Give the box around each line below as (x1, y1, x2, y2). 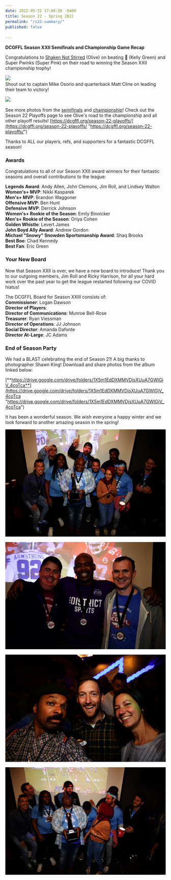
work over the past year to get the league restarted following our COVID (5, 278, 156, 284)
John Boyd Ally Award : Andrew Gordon (5, 227, 89, 233)
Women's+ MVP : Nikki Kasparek (5, 189, 75, 195)
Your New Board (5, 256, 46, 263)
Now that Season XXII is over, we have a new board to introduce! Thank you (5, 267, 164, 274)
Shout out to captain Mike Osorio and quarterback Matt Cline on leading (5, 81, 156, 87)
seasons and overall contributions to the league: (5, 174, 106, 180)
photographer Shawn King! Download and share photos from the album (5, 361, 155, 368)
